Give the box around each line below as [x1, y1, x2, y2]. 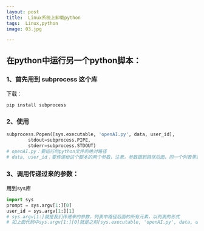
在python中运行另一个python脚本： [6, 55, 141, 66]
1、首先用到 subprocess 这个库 [6, 75, 98, 83]
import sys [6, 196, 34, 202]
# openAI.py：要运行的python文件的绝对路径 [6, 148, 107, 154]
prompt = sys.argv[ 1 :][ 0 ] [6, 202, 72, 209]
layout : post [6, 9, 39, 15]
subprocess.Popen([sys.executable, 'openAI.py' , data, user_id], [6, 131, 175, 137]
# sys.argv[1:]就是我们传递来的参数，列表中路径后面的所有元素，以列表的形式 [6, 213, 180, 219]
